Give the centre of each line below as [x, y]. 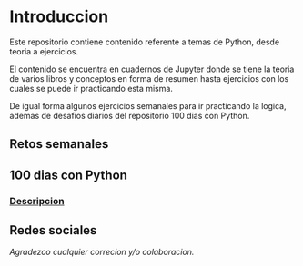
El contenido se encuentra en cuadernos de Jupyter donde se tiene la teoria [152, 69]
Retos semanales [59, 144]
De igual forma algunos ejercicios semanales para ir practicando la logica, [148, 105]
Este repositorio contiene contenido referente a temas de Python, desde [145, 42]
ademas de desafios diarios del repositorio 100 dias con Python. [130, 115]
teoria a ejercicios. [44, 51]
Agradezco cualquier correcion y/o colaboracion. [102, 252]
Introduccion [59, 17]
